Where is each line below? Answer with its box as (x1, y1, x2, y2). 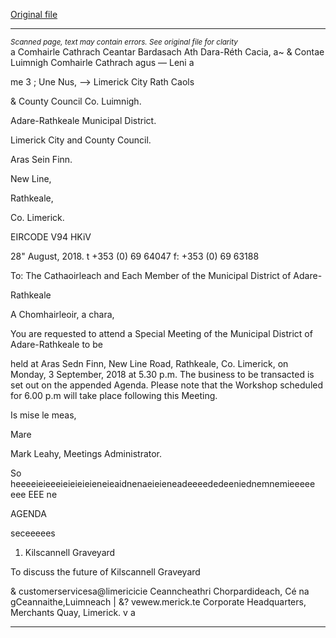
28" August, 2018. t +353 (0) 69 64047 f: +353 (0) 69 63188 (10, 250, 260, 262)
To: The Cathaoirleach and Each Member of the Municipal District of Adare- (10, 270, 323, 281)
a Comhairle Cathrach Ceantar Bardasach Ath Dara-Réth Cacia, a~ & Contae (10, 46, 325, 58)
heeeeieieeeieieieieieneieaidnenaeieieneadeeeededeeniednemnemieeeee (10, 478, 316, 489)
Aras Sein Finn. (10, 154, 73, 165)
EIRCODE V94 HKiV (10, 231, 92, 243)
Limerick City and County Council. (10, 134, 152, 146)
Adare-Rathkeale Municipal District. (10, 115, 157, 126)
